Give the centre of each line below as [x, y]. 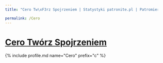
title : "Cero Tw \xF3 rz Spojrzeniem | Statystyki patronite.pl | [71, 9]
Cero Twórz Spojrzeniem [56, 42]
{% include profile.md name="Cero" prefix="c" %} [56, 56]
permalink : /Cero [23, 18]
